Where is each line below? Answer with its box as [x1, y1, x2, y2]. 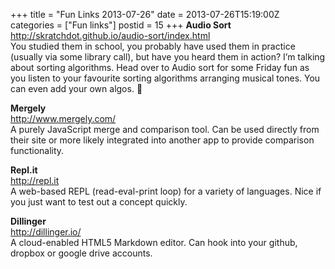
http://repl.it [10, 175, 60, 186]
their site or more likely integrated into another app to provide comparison [10, 134, 315, 146]
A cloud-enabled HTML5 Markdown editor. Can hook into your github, [10, 237, 298, 248]
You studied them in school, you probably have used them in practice [10, 40, 296, 52]
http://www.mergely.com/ [10, 113, 117, 124]
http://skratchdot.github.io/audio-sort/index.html [10, 30, 211, 41]
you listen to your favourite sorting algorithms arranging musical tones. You [10, 72, 321, 84]
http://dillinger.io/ [10, 226, 82, 238]
